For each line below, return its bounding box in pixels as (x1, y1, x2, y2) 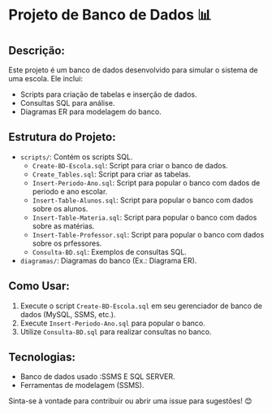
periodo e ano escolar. (32, 186, 108, 196)
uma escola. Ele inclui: (8, 74, 84, 83)
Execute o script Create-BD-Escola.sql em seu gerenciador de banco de (19, 301, 262, 311)
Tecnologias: (8, 351, 76, 364)
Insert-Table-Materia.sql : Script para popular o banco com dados (32, 212, 257, 222)
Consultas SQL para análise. (19, 98, 115, 107)
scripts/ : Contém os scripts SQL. (19, 151, 133, 162)
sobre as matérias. (32, 220, 95, 231)
